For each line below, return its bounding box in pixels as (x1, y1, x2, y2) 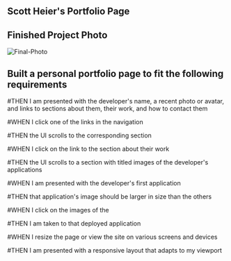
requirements (7, 78, 67, 90)
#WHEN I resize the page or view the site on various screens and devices (7, 233, 218, 242)
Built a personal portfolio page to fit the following (7, 67, 224, 79)
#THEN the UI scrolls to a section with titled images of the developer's (7, 158, 209, 167)
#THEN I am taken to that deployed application (7, 219, 141, 228)
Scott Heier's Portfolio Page (7, 6, 130, 17)
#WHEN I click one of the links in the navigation (7, 118, 144, 126)
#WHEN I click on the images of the (7, 206, 109, 214)
